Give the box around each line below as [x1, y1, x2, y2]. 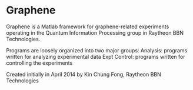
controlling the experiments [6, 59, 73, 66]
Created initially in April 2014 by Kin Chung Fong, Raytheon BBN [6, 71, 162, 78]
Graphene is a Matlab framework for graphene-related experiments [6, 23, 169, 30]
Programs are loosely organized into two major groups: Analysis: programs [6, 46, 188, 54]
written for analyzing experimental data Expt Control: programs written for [6, 53, 185, 60]
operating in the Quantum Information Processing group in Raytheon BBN [6, 29, 184, 36]
